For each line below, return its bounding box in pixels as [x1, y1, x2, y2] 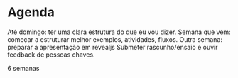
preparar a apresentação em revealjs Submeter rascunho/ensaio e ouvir [7, 43, 218, 51]
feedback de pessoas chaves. [7, 50, 95, 59]
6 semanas [7, 64, 40, 72]
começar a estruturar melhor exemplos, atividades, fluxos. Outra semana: [7, 35, 222, 43]
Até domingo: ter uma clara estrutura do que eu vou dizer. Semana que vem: [7, 28, 231, 36]
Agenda [7, 4, 55, 21]
